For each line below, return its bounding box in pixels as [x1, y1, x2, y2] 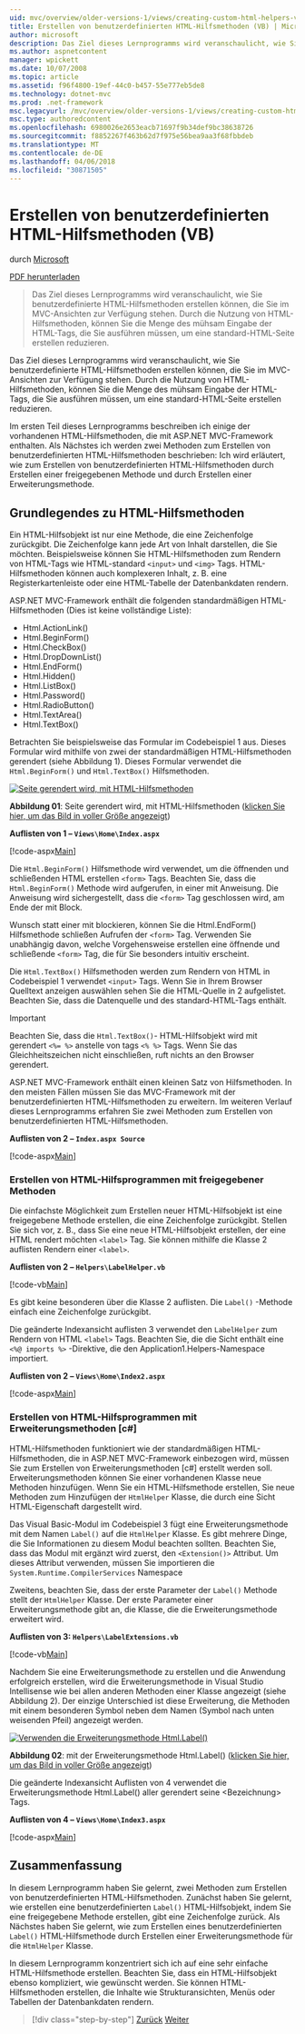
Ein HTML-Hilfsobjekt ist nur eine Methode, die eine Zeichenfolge [9, 529, 254, 541]
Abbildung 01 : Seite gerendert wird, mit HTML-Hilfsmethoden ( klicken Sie [9, 801, 286, 812]
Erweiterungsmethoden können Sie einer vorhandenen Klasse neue [9, 1471, 261, 1482]
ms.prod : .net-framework [9, 97, 103, 107]
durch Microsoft [9, 254, 70, 264]
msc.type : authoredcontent [9, 115, 112, 124]
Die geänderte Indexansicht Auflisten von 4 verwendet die [9, 1777, 227, 1788]
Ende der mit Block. [9, 902, 84, 913]
